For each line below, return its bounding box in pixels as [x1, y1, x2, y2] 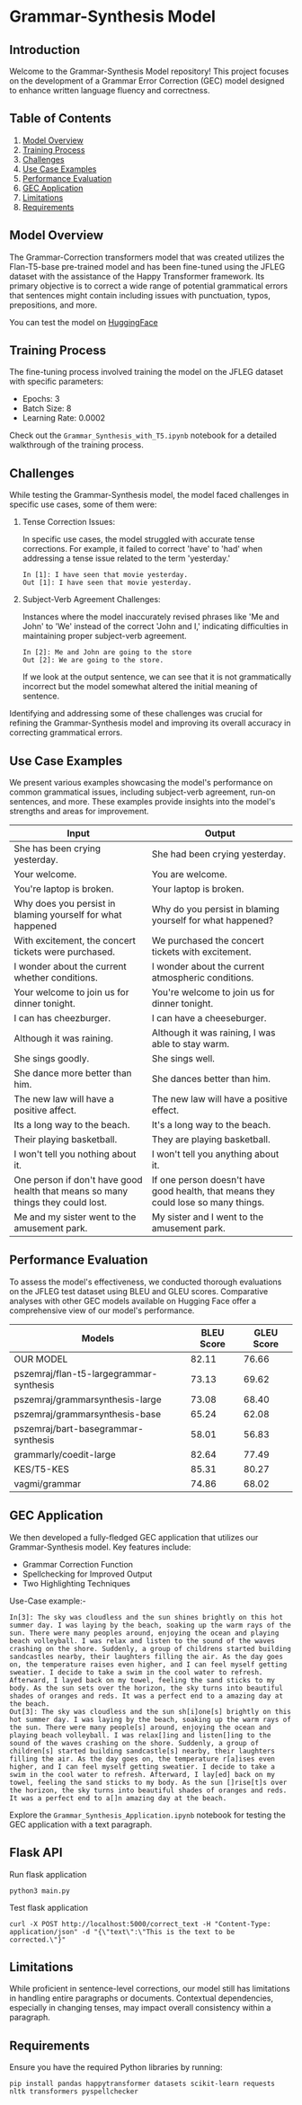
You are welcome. [151, 868, 227, 881]
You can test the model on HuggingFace [9, 316, 159, 327]
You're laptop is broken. [13, 883, 114, 895]
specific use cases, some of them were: [9, 499, 157, 510]
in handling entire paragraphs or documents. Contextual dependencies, [9, 1993, 274, 2003]
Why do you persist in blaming [151, 903, 280, 916]
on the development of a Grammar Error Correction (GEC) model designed [9, 75, 285, 86]
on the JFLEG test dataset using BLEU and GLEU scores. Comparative [9, 1285, 269, 1296]
